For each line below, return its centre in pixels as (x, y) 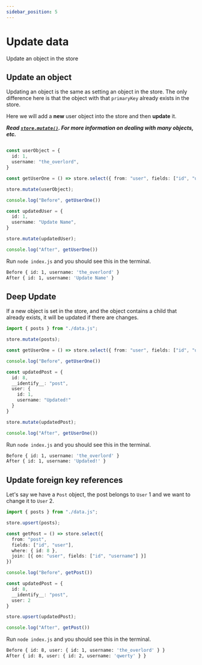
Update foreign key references (65, 480)
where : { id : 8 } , (35, 550)
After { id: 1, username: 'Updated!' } (56, 461)
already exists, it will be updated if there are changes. (72, 318)
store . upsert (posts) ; (33, 523)
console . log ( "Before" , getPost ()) (50, 573)
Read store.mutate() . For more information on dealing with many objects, (100, 128)
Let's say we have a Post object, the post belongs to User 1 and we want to (98, 494)
